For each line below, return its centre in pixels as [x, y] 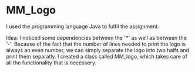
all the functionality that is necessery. [51, 63]
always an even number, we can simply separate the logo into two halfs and [98, 50]
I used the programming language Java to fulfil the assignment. [83, 26]
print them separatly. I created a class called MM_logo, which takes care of [97, 56]
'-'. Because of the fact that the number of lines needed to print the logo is [96, 44]
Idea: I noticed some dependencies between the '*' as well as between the [96, 37]
